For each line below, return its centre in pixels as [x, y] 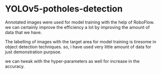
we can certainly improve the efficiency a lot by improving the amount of [78, 27]
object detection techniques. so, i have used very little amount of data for [78, 47]
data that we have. [24, 32]
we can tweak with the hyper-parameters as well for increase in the [72, 61]
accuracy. [15, 66]
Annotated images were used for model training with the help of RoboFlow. [80, 22]
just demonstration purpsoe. [33, 52]
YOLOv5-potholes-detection [64, 9]
